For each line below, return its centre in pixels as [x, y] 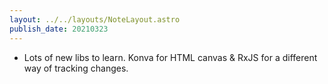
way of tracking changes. [76, 68]
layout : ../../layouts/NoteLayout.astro [95, 19]
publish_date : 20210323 [59, 29]
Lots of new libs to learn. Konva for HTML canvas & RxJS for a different [170, 57]
